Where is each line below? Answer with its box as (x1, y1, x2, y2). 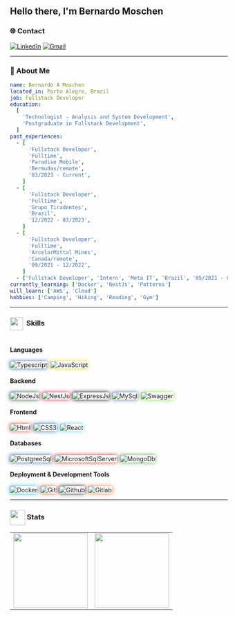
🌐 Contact (10, 26, 46, 36)
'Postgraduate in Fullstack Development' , (22, 120, 147, 127)
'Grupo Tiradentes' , (28, 204, 88, 211)
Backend (10, 377, 36, 385)
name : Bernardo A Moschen (10, 81, 84, 89)
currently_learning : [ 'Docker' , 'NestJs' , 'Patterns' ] (10, 281, 171, 288)
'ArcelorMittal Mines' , (28, 249, 97, 256)
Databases (10, 439, 42, 447)
